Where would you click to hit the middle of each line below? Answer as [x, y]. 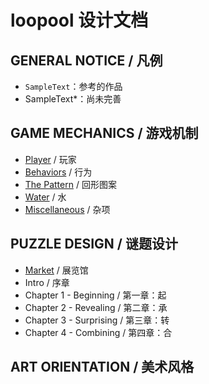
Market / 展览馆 [56, 270]
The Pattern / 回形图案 [70, 184]
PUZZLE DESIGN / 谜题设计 [94, 244]
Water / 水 [45, 197]
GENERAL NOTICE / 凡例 [86, 60]
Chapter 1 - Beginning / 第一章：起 [95, 295]
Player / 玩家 [50, 159]
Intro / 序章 [47, 282]
